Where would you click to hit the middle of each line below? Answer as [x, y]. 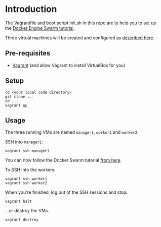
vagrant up [16, 105]
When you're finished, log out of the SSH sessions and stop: [66, 192]
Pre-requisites [28, 53]
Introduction [31, 9]
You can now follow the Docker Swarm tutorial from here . [63, 160]
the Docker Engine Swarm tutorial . [40, 28]
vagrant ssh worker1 [26, 179]
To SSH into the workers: [30, 170]
